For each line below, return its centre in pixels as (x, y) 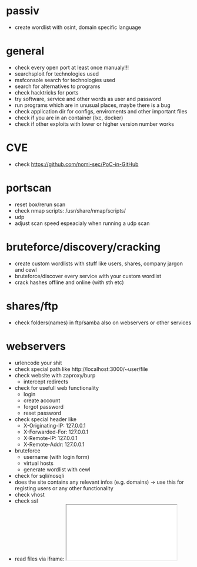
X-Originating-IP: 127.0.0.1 (54, 425)
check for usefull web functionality (56, 387)
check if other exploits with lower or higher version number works (94, 124)
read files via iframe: (39, 559)
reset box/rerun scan (40, 204)
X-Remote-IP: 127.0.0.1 (50, 438)
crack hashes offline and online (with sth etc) (69, 282)
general (25, 51)
